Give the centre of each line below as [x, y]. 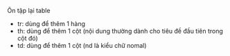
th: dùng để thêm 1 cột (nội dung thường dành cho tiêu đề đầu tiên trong [120, 31]
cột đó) [27, 38]
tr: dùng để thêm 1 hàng [51, 24]
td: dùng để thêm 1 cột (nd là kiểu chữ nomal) [82, 45]
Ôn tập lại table [29, 11]
